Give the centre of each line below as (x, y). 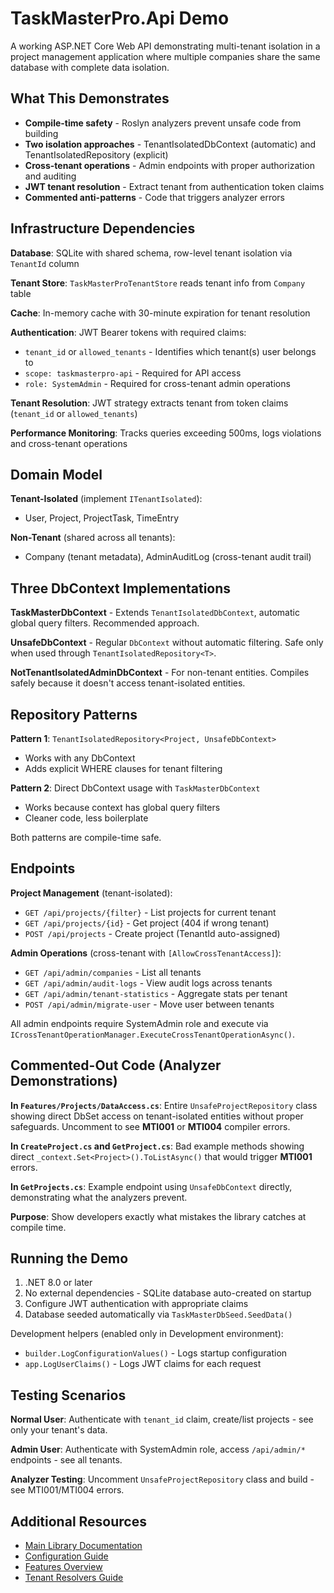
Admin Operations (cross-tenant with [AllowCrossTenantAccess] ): (146, 953)
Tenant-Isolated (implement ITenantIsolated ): (106, 499)
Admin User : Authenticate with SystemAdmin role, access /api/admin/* (158, 1449)
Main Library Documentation (83, 1546)
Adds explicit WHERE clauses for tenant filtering (123, 768)
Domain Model (56, 474)
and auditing (50, 176)
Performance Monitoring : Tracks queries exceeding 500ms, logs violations (166, 433)
